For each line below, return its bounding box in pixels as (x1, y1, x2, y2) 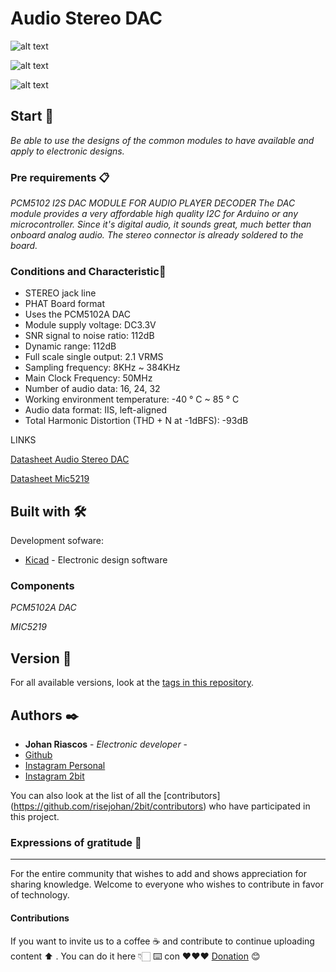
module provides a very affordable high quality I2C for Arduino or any (10, 208, 299, 220)
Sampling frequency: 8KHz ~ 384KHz (24, 362, 181, 374)
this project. (10, 811, 60, 823)
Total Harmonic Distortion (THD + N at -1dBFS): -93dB (24, 415, 249, 427)
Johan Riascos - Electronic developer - (24, 738, 188, 751)
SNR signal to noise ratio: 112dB (24, 330, 155, 342)
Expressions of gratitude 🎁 (10, 836, 142, 849)
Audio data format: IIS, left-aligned (24, 404, 167, 416)
